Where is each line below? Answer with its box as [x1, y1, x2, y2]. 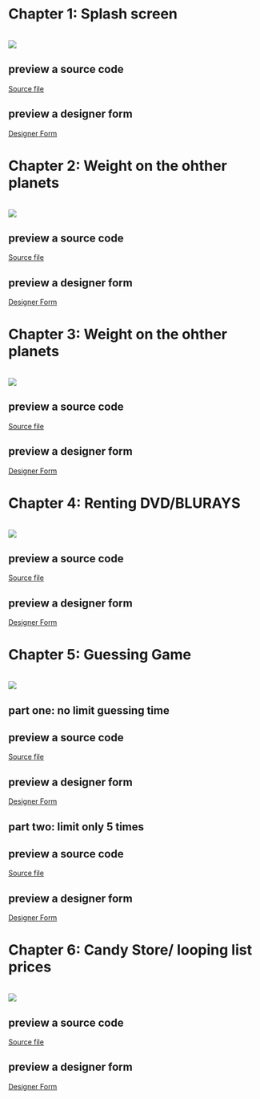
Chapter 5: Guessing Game [8, 646, 192, 664]
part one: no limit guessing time [8, 704, 170, 717]
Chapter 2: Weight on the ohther [8, 156, 228, 175]
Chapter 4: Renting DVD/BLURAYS [8, 494, 242, 512]
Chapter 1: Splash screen [8, 5, 178, 23]
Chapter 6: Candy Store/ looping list [8, 941, 253, 959]
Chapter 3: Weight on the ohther [8, 326, 228, 343]
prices [8, 958, 52, 976]
